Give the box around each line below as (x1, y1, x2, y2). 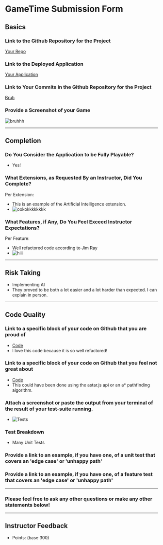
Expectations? (5, 224, 40, 231)
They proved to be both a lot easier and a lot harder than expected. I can (12, 287, 157, 292)
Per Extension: (5, 191, 34, 198)
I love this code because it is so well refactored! (12, 347, 108, 353)
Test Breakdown (5, 429, 45, 436)
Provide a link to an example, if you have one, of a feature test (5, 471, 153, 478)
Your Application (5, 72, 38, 77)
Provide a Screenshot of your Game (5, 107, 91, 114)
